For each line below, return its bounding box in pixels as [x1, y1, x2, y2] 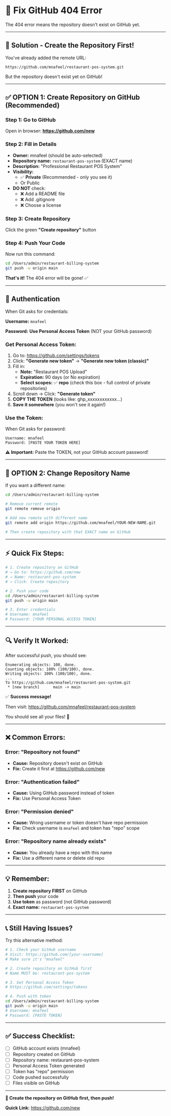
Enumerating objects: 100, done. [5, 662, 76, 667]
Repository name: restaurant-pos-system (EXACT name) [12, 158, 133, 164]
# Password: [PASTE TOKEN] [5, 1013, 63, 1018]
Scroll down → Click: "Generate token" [12, 391, 96, 397]
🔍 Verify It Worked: [5, 636, 69, 645]
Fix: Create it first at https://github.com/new [12, 765, 105, 771]
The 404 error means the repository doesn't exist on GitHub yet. [5, 21, 140, 28]
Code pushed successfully [12, 1074, 69, 1080]
